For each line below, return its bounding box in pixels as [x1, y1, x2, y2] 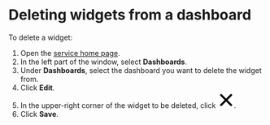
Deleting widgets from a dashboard [8, 6, 252, 24]
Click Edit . [20, 83, 55, 93]
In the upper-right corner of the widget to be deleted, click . [20, 100, 237, 110]
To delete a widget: [8, 32, 73, 42]
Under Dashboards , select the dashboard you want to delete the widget [20, 65, 262, 75]
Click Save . [20, 109, 59, 119]
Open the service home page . [20, 48, 120, 58]
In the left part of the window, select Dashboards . [20, 57, 187, 67]
